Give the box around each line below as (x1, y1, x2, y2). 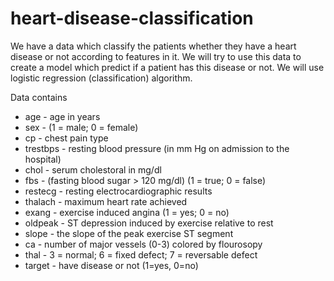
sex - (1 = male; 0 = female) (24, 121, 139, 133)
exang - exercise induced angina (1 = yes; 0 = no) (24, 206, 230, 218)
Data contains (10, 91, 68, 103)
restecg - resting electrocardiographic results (24, 185, 213, 197)
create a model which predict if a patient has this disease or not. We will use (10, 61, 325, 73)
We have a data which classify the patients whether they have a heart (10, 40, 297, 52)
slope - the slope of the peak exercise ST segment (24, 227, 234, 239)
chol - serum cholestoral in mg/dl (24, 163, 162, 176)
